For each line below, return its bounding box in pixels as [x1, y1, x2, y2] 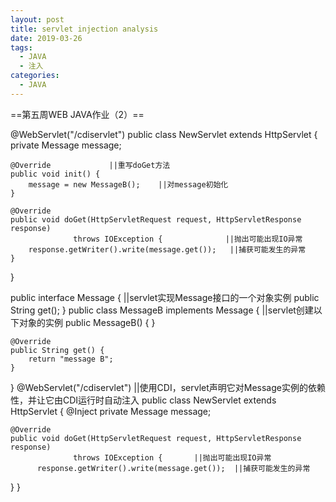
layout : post [10, 14, 65, 25]
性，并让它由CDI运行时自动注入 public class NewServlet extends [10, 394, 277, 406]
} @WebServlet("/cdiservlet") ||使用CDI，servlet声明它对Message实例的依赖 [10, 381, 326, 393]
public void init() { [10, 169, 101, 179]
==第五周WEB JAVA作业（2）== [10, 108, 145, 120]
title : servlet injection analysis [10, 24, 159, 34]
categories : [10, 71, 60, 81]
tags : [10, 42, 33, 53]
